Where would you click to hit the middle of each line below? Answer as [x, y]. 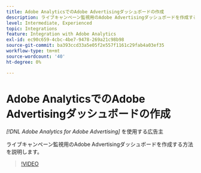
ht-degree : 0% [24, 62]
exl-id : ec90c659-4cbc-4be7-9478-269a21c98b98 [65, 40]
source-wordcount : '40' [36, 56]
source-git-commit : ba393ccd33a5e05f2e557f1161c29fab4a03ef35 [85, 46]
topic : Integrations [32, 29]
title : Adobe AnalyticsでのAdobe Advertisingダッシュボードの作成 [85, 12]
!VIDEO [30, 164]
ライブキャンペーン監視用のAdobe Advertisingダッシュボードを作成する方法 [100, 144]
